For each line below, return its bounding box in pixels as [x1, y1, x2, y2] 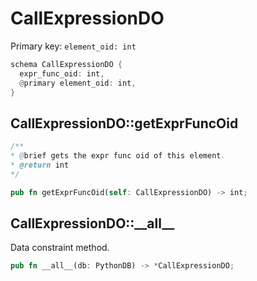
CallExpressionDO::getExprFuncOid [10, 115, 239, 132]
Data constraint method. [10, 242, 110, 254]
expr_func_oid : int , [19, 68, 105, 79]
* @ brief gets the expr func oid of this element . [10, 151, 226, 161]
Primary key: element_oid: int [10, 40, 137, 52]
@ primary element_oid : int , [19, 78, 137, 88]
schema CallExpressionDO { [10, 59, 123, 69]
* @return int [10, 160, 70, 170]
